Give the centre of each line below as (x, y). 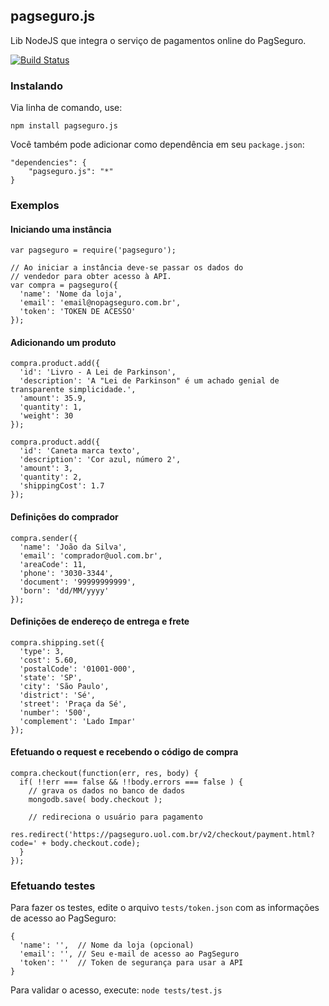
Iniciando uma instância (61, 229)
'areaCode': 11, (53, 564)
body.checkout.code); (95, 844)
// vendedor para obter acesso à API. (91, 277)
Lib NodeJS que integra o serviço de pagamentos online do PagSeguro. (158, 40)
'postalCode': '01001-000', (78, 669)
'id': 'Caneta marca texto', (80, 451)
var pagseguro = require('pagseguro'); (93, 250)
